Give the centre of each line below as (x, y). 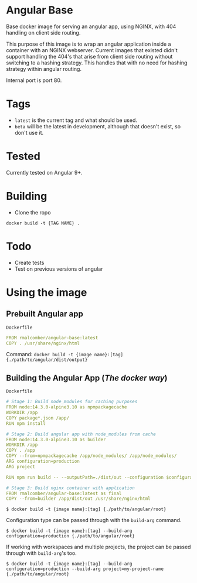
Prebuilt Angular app (45, 314)
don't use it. (29, 132)
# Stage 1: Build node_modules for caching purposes (72, 402)
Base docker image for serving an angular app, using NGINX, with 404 (91, 26)
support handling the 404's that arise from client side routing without (89, 56)
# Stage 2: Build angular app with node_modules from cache (81, 434)
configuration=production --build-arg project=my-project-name (85, 569)
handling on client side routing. (43, 32)
